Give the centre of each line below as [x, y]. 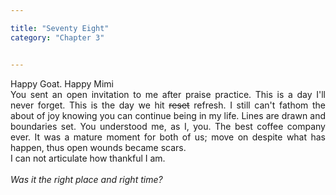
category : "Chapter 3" [57, 37]
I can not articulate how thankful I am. [88, 158]
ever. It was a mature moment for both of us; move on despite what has [168, 137]
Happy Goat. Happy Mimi [62, 83]
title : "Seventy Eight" [60, 28]
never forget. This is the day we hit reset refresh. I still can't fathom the [168, 105]
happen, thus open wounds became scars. [98, 147]
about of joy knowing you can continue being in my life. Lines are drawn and [168, 115]
